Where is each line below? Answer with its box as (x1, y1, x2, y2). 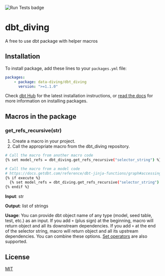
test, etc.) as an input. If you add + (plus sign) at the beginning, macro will (5, 218, 154, 223)
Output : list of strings (5, 203, 49, 209)
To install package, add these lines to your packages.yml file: (5, 65, 127, 71)
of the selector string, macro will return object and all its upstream (5, 228, 138, 234)
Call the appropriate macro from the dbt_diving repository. (12, 143, 130, 149)
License (5, 253, 30, 261)
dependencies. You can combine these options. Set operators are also (5, 233, 147, 239)
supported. (5, 239, 27, 245)
